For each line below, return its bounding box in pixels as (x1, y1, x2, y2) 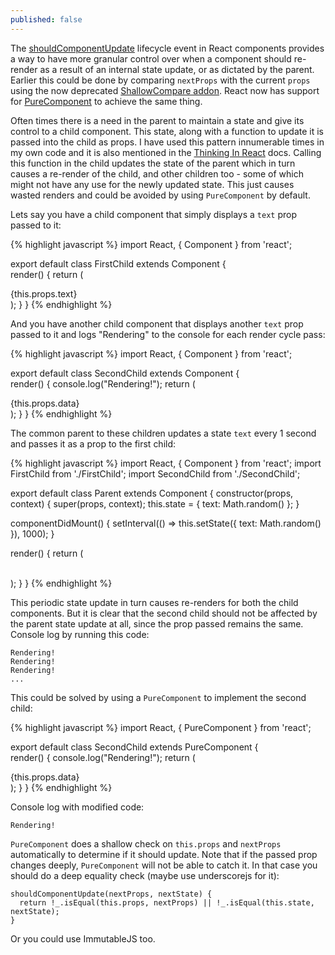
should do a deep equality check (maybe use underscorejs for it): (10, 869, 280, 881)
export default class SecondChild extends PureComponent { (10, 741, 259, 753)
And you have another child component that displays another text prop (10, 317, 304, 330)
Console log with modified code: (10, 801, 145, 813)
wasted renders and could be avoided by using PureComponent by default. (10, 189, 311, 201)
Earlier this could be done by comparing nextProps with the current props (10, 74, 311, 86)
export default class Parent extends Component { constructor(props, (10, 487, 294, 499)
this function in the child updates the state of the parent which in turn (10, 157, 296, 169)
